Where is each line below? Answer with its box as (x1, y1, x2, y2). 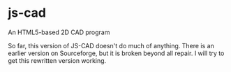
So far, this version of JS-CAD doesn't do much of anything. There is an (8, 41, 215, 50)
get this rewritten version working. (8, 56, 107, 64)
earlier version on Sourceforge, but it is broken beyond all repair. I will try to (8, 49, 225, 57)
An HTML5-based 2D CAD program (8, 28, 110, 36)
